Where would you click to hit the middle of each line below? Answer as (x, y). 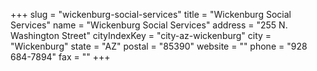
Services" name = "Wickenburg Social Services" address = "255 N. (149, 25)
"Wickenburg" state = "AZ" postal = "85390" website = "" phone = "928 (159, 46)
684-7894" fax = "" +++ (60, 57)
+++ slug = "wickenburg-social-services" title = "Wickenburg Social (151, 14)
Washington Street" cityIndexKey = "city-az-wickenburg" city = (141, 35)
